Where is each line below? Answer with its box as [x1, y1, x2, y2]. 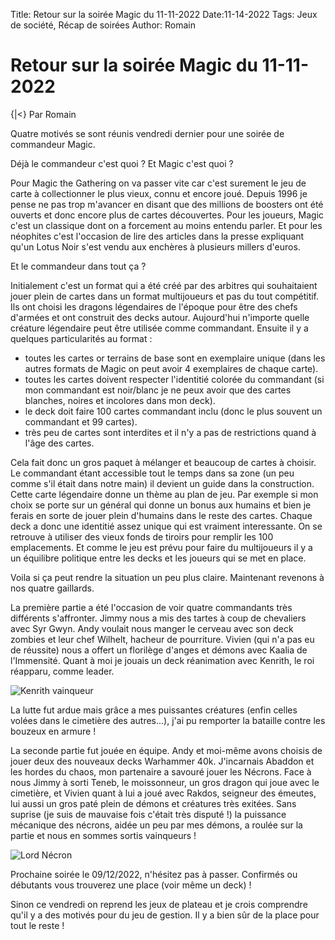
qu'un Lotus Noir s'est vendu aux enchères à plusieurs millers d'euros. [10, 240, 301, 253]
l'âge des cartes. [24, 437, 95, 449]
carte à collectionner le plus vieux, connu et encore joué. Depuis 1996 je [10, 187, 308, 199]
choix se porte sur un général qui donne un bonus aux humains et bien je [10, 499, 312, 511]
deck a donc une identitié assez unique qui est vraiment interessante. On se [10, 520, 323, 532]
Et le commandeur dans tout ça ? [10, 260, 147, 272]
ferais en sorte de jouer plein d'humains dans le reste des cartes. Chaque [10, 509, 313, 521]
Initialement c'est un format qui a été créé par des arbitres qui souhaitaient [10, 279, 318, 291]
